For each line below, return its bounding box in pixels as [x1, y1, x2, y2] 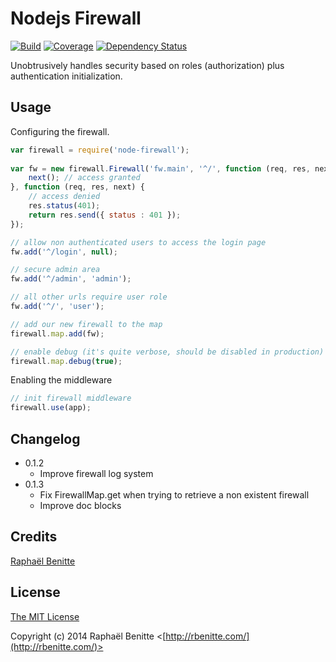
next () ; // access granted [28, 173, 141, 183]
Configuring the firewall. [10, 125, 110, 137]
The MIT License [10, 610, 80, 622]
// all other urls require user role [10, 292, 168, 302]
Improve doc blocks [39, 499, 122, 511]
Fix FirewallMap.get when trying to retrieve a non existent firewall [39, 488, 310, 501]
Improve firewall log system [39, 467, 154, 479]
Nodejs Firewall [10, 7, 142, 30]
